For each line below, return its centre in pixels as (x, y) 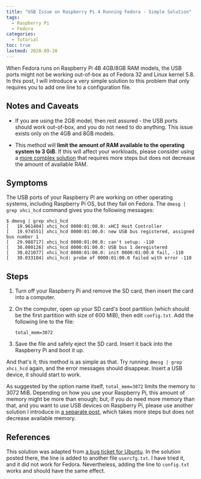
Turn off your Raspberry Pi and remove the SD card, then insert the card (104, 291)
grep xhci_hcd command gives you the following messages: (80, 210)
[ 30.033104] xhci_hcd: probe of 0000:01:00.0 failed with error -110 (99, 258)
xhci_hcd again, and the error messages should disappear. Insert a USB (94, 368)
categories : (21, 34)
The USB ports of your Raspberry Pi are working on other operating (89, 197)
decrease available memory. (41, 418)
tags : (13, 17)
